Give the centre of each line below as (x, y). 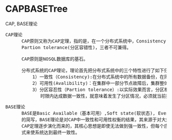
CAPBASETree (37, 9)
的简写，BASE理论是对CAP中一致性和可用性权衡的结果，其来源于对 (91, 120)
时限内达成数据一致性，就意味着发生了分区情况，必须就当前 (103, 96)
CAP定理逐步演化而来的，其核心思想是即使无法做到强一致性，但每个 (93, 126)
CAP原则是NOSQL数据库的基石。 (55, 59)
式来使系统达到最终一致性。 (51, 132)
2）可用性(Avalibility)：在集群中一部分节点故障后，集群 (96, 83)
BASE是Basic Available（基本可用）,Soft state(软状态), (88, 113)
